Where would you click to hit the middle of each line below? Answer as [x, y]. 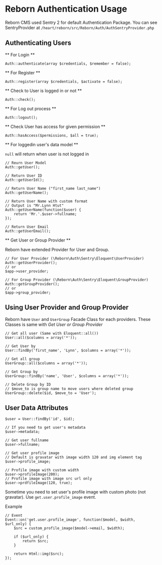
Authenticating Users [38, 43]
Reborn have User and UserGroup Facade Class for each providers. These [78, 319]
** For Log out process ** [31, 109]
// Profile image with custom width [42, 470]
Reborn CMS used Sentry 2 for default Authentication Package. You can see [81, 22]
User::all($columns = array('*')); [41, 338]
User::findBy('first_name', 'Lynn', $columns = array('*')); [68, 350]
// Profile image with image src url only [49, 479]
